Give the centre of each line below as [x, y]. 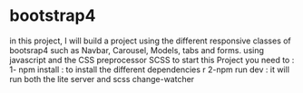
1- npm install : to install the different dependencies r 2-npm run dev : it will [150, 70]
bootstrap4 [53, 16]
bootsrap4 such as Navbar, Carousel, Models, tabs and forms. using [137, 50]
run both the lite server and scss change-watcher [102, 79]
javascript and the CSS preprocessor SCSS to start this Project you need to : [152, 60]
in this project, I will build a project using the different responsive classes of [151, 41]
